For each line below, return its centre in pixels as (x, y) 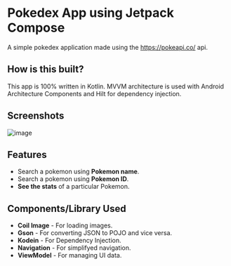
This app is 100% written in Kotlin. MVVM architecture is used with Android (116, 86)
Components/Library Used (67, 208)
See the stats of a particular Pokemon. (73, 187)
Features (27, 155)
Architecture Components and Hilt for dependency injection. (94, 93)
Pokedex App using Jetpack (91, 13)
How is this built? (46, 69)
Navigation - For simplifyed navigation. (74, 248)
